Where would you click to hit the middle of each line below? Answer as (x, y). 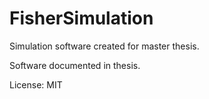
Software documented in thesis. (75, 65)
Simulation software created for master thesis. (104, 46)
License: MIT (36, 84)
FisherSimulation (81, 18)
